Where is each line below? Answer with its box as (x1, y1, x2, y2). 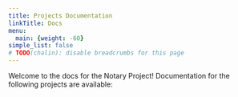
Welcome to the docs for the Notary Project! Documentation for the (8, 71, 230, 80)
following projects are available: (8, 79, 114, 89)
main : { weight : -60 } (15, 34, 84, 42)
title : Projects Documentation (8, 11, 113, 20)
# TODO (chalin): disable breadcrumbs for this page (8, 49, 184, 57)
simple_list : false (8, 42, 74, 50)
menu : (8, 26, 26, 34)
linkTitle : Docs (8, 19, 63, 27)
